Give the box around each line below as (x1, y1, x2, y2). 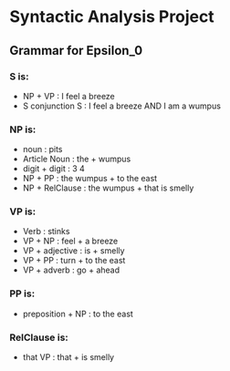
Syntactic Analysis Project (9, 6, 214, 27)
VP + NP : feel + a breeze (22, 235, 119, 247)
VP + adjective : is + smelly (22, 245, 125, 256)
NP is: (9, 123, 37, 136)
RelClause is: (9, 331, 68, 344)
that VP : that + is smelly (22, 352, 115, 363)
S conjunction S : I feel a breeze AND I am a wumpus (22, 100, 222, 111)
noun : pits (22, 144, 63, 155)
